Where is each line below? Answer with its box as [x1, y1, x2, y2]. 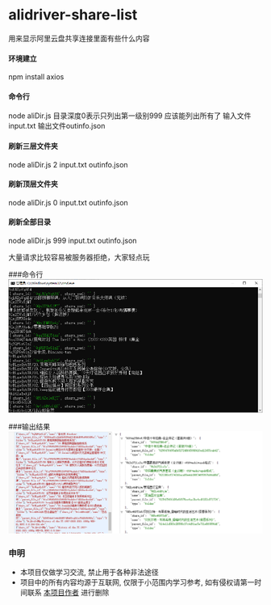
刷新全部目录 [8, 217, 51, 227]
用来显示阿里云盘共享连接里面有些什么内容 [8, 33, 150, 43]
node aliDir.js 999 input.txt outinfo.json [8, 235, 137, 245]
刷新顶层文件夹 [8, 180, 58, 189]
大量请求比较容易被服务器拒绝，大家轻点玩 [8, 252, 150, 262]
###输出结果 [8, 421, 51, 431]
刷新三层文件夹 [8, 141, 58, 150]
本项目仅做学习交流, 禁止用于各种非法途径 [19, 568, 159, 577]
